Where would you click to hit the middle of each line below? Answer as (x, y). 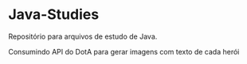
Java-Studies (54, 15)
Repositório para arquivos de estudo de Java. (83, 36)
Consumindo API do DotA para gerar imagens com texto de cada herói (124, 51)
